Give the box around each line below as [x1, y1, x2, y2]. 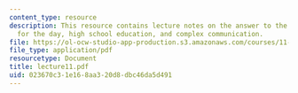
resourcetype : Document [9, 54, 98, 63]
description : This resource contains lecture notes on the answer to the [9, 21, 288, 30]
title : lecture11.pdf [9, 63, 90, 72]
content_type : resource [9, 12, 98, 22]
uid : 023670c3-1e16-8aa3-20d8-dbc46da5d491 [9, 71, 173, 80]
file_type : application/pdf [9, 46, 114, 55]
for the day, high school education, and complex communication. [17, 29, 264, 38]
